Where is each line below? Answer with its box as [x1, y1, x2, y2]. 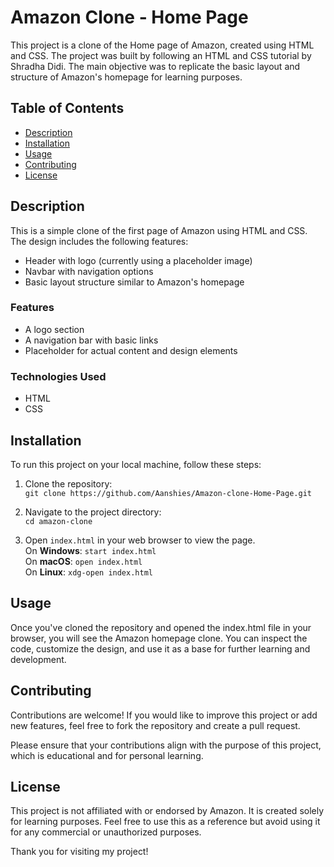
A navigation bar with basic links [24, 334, 159, 346]
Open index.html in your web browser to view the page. [24, 534, 256, 546]
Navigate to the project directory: [24, 506, 162, 518]
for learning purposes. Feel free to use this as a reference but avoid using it [10, 816, 321, 828]
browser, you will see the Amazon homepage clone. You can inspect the [10, 632, 308, 644]
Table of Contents [10, 100, 125, 117]
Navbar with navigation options [24, 265, 154, 277]
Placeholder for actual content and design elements [24, 344, 238, 356]
